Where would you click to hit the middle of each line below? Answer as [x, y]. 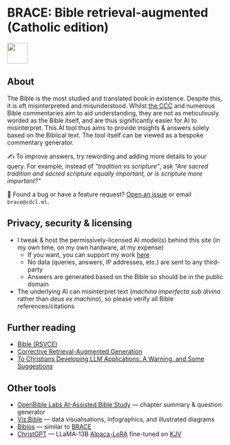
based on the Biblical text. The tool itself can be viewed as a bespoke [105, 135]
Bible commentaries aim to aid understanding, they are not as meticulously [113, 113]
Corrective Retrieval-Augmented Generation [80, 352]
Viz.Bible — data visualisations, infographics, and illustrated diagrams [116, 419]
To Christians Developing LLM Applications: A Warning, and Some [111, 359]
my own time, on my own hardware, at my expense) [90, 247]
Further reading [41, 327]
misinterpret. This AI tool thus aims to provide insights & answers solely [108, 127]
